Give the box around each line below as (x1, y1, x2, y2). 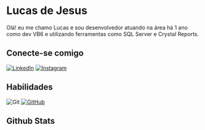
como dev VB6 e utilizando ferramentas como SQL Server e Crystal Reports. (6, 30, 199, 37)
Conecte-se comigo (6, 48, 84, 59)
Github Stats (6, 115, 55, 126)
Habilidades (6, 82, 53, 92)
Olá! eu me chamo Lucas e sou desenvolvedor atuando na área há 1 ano (6, 24, 188, 31)
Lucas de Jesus (6, 4, 88, 18)
